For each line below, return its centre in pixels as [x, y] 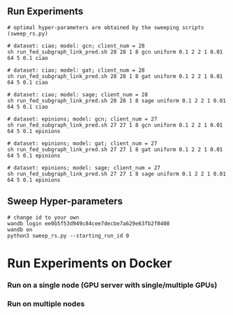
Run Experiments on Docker [90, 263]
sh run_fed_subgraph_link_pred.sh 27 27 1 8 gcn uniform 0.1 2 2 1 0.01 [115, 125]
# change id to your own [43, 217]
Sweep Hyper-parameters [65, 201]
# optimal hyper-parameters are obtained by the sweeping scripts [106, 27]
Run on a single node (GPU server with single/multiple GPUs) [112, 285]
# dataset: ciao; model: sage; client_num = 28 [78, 94]
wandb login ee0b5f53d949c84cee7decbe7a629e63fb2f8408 [89, 223]
